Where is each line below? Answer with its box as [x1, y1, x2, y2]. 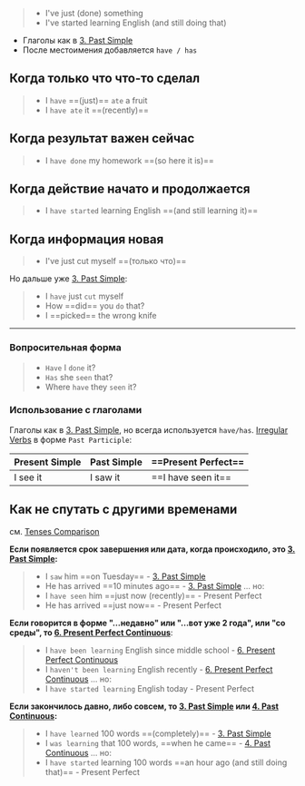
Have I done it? [44, 362, 96, 373]
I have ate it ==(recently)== [44, 104, 150, 115]
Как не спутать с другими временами [9, 502, 238, 517]
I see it [14, 471, 43, 484]
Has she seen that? [44, 371, 113, 382]
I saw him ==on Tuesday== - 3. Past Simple [44, 571, 206, 582]
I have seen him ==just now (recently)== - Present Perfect [44, 590, 262, 601]
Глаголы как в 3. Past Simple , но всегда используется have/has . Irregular [9, 424, 289, 435]
